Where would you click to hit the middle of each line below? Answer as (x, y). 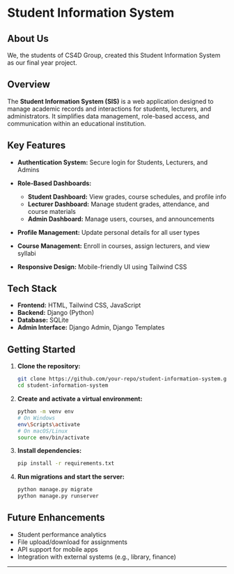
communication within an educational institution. (77, 123)
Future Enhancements (56, 518)
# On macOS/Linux (42, 431)
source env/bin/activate (53, 437)
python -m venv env (46, 412)
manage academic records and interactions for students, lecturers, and (109, 109)
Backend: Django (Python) (56, 313)
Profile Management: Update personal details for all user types (108, 232)
